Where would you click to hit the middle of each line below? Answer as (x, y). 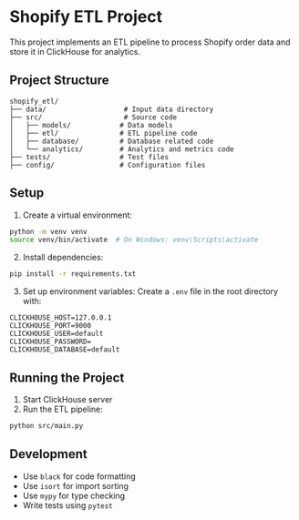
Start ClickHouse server (67, 399)
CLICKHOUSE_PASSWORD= (51, 342)
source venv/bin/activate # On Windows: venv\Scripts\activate (134, 240)
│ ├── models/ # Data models (91, 125)
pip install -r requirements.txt (73, 274)
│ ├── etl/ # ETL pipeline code (103, 133)
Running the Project (67, 377)
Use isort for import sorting (76, 485)
